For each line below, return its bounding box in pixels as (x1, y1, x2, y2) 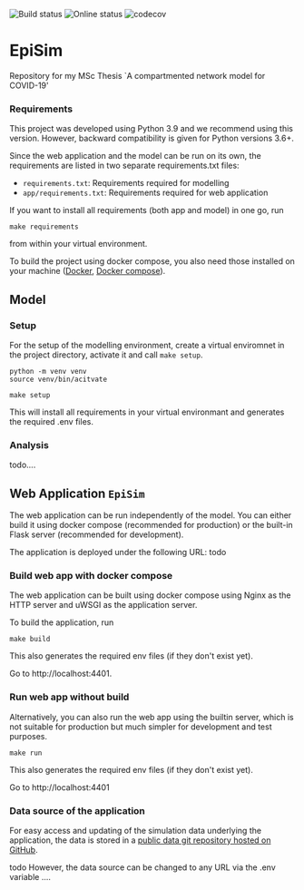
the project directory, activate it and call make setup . (9, 349, 203, 360)
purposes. (9, 730, 48, 741)
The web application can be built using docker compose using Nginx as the (9, 590, 291, 601)
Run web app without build (9, 690, 130, 703)
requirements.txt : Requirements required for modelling (22, 178, 230, 189)
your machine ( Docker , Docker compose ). (9, 266, 166, 277)
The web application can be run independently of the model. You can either (9, 510, 292, 521)
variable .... (9, 871, 52, 882)
